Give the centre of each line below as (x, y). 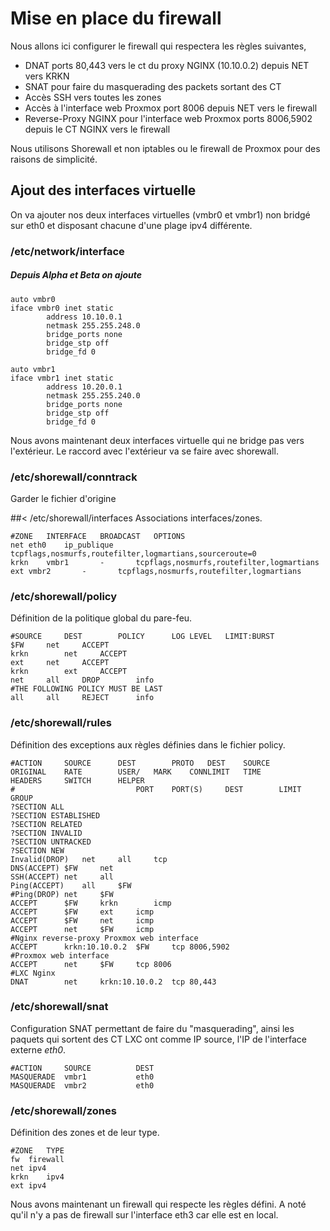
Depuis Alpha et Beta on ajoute (76, 275)
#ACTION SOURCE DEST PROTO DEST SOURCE (140, 763)
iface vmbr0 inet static (62, 308)
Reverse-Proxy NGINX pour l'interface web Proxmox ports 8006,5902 (168, 118)
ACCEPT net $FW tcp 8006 (91, 964)
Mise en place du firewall (116, 18)
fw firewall (37, 1160)
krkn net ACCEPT (69, 654)
